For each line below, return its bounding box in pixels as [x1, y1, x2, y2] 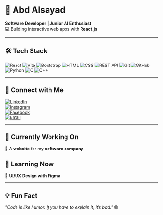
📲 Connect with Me [5, 86, 64, 94]
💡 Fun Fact [5, 191, 38, 199]
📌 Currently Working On [5, 133, 79, 141]
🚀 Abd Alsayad [5, 4, 65, 16]
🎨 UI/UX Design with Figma [5, 173, 61, 179]
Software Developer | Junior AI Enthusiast [5, 20, 92, 26]
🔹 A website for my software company [5, 146, 84, 152]
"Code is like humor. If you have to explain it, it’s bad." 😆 [5, 204, 119, 210]
